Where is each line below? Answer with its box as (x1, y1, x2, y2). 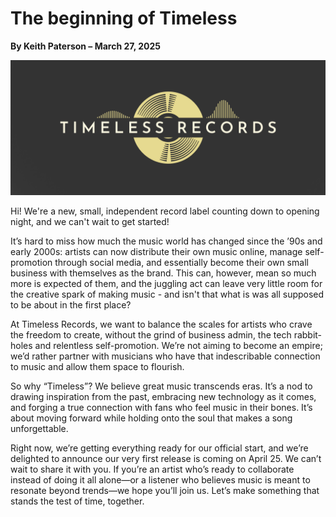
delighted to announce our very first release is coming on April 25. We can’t (10, 452, 322, 464)
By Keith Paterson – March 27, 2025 (10, 40, 162, 52)
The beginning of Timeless (10, 7, 238, 30)
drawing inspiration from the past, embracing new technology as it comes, (10, 390, 317, 402)
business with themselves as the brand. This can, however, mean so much (10, 267, 317, 279)
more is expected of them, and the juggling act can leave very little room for (10, 277, 323, 289)
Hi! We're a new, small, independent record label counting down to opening (10, 205, 320, 217)
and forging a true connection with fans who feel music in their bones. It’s (10, 401, 313, 413)
